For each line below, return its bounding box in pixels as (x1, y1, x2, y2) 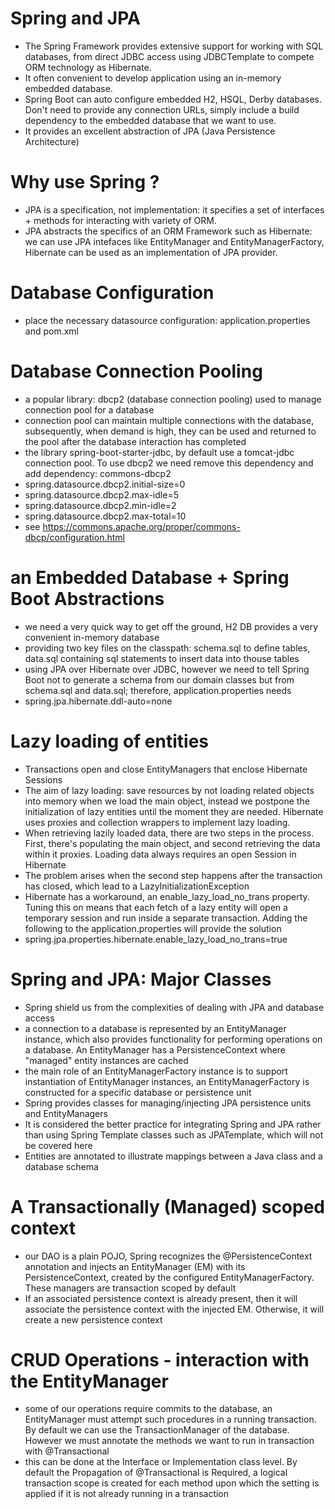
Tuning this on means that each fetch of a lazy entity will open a (24, 901, 288, 913)
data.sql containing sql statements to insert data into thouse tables (24, 652, 300, 664)
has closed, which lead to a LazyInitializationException (24, 880, 250, 892)
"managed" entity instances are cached (24, 1054, 189, 1066)
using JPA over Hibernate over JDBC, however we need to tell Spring (24, 663, 310, 675)
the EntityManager (10, 1370, 169, 1392)
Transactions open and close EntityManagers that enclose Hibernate (24, 763, 308, 775)
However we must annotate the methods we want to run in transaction (24, 1435, 315, 1447)
